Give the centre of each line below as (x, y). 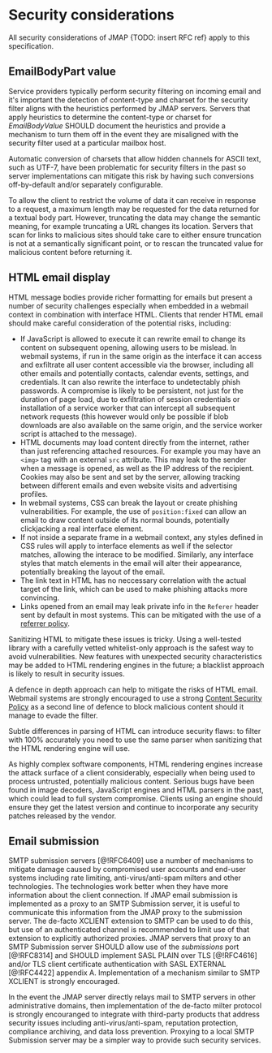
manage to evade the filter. (54, 715)
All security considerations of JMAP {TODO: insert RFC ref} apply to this (129, 37)
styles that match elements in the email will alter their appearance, (131, 563)
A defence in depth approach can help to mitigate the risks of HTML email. (133, 689)
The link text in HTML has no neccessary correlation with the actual (133, 580)
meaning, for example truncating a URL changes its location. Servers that (131, 226)
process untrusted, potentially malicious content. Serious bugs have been (132, 781)
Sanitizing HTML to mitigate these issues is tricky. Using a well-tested (125, 639)
